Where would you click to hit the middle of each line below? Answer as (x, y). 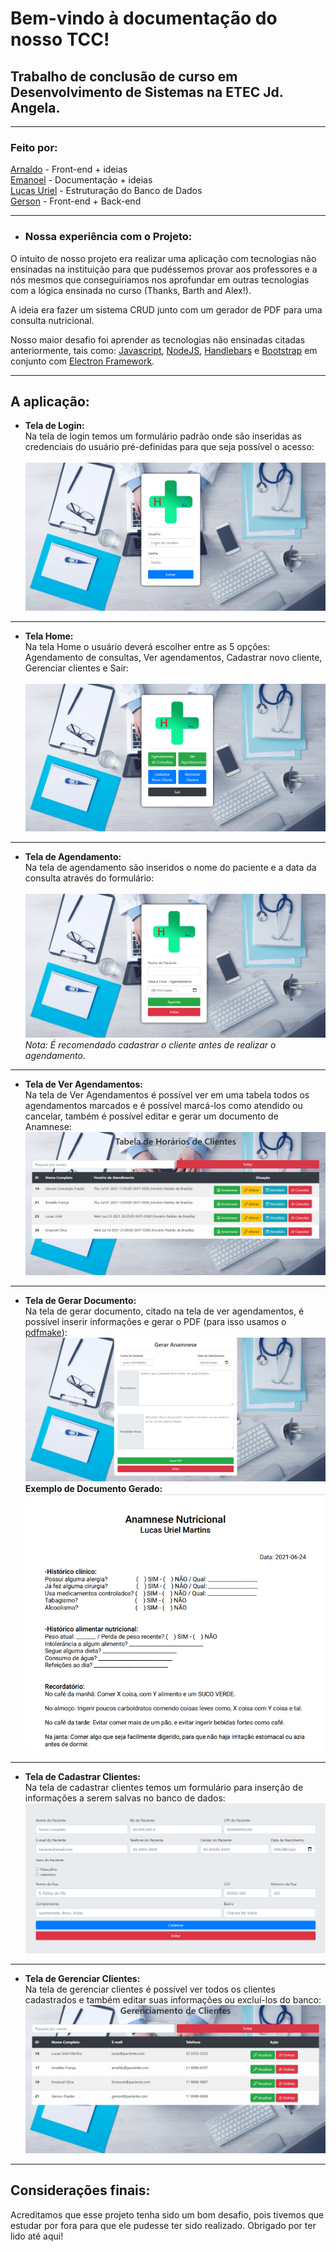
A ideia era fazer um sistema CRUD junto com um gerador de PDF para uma (166, 309)
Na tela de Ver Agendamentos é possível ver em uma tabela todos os (167, 1095)
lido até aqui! (37, 2236)
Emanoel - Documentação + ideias (81, 180)
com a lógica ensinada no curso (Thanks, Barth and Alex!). (131, 290)
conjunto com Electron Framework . (82, 361)
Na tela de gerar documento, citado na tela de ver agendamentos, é (164, 1311)
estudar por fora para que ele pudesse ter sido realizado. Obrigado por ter (163, 2225)
